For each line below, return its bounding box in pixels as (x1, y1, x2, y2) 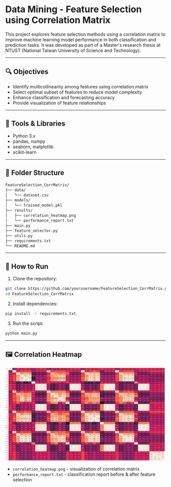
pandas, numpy (12, 138, 46, 144)
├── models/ (5, 198, 31, 203)
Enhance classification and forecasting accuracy (12, 94, 115, 100)
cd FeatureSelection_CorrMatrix (5, 291, 74, 297)
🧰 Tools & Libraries (5, 119, 66, 128)
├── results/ (5, 208, 33, 213)
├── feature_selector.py (5, 228, 58, 233)
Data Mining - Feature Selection (5, 4, 142, 15)
